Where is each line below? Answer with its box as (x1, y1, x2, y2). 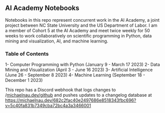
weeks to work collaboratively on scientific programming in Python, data (5, 33, 152, 38)
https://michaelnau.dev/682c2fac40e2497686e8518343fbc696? (5, 97, 136, 103)
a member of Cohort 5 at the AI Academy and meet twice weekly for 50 (5, 27, 150, 34)
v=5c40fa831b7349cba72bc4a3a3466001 (5, 103, 91, 109)
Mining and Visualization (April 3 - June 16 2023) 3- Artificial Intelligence (5, 67, 153, 73)
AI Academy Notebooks (5, 4, 80, 12)
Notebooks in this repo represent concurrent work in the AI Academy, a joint (5, 17, 160, 23)
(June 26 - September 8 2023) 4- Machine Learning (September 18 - (5, 72, 145, 78)
